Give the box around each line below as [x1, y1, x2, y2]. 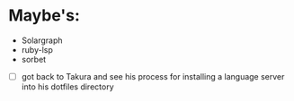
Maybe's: [8, 5, 80, 26]
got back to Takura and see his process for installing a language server [21, 71, 285, 81]
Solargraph [21, 35, 64, 46]
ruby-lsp [21, 44, 53, 55]
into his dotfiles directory [21, 81, 114, 92]
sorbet [21, 54, 47, 64]
